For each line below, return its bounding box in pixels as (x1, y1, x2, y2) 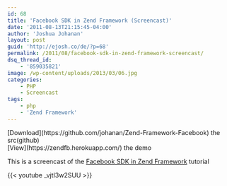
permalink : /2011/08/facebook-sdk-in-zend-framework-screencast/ (7, 50, 204, 57)
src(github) (7, 136, 40, 144)
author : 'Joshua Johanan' (7, 30, 83, 37)
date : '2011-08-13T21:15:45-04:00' (7, 23, 112, 30)
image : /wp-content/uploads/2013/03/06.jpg (7, 69, 138, 76)
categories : (7, 76, 42, 83)
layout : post (7, 37, 46, 44)
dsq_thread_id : (7, 57, 52, 64)
